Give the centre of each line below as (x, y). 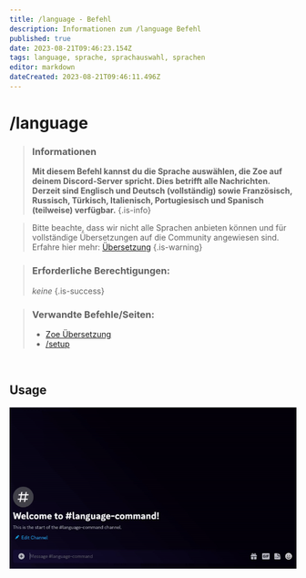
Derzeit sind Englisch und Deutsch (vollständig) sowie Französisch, (162, 191)
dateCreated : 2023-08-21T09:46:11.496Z (85, 77)
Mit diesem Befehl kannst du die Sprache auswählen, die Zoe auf (157, 171)
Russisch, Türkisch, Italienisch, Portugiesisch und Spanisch (148, 201)
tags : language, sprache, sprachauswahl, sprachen (107, 58)
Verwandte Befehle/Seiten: (93, 315)
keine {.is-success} (68, 291)
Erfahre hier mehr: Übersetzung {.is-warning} (117, 247)
